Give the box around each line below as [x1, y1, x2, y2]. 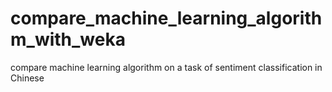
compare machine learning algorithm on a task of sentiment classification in [10, 61, 323, 73]
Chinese [10, 72, 45, 84]
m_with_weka [10, 28, 126, 51]
